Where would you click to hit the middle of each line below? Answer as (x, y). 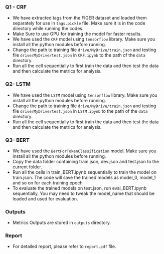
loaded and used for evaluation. (45, 198)
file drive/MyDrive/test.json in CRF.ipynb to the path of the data (79, 55)
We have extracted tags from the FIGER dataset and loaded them (79, 18)
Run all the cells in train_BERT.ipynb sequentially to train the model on (85, 172)
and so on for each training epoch (47, 183)
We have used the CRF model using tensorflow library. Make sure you (84, 39)
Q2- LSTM (18, 84)
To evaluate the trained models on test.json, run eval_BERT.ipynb (79, 188)
